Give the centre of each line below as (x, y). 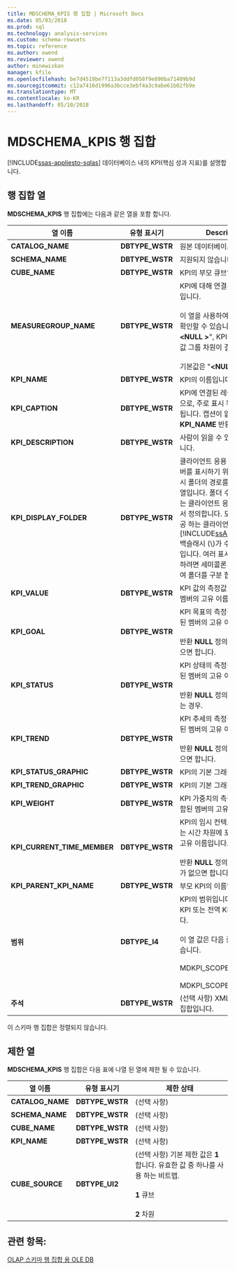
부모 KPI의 (196, 886)
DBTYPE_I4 (139, 941)
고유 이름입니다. (204, 843)
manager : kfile (29, 72)
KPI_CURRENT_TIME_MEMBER (62, 847)
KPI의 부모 (196, 273)
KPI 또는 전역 (200, 910)
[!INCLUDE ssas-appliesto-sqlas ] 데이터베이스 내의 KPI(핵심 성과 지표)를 (108, 163)
